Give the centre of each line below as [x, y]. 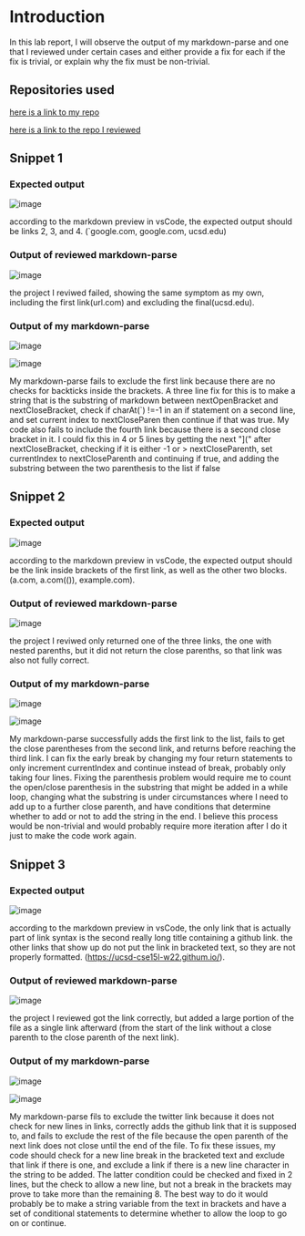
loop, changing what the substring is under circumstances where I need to [149, 797]
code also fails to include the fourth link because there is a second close [145, 429]
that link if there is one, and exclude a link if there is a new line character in [149, 1165]
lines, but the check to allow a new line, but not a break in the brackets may [151, 1184]
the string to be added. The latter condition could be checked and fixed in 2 [151, 1174]
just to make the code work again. [73, 836]
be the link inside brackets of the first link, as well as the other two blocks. [148, 570]
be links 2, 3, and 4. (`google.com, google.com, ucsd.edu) [118, 232]
